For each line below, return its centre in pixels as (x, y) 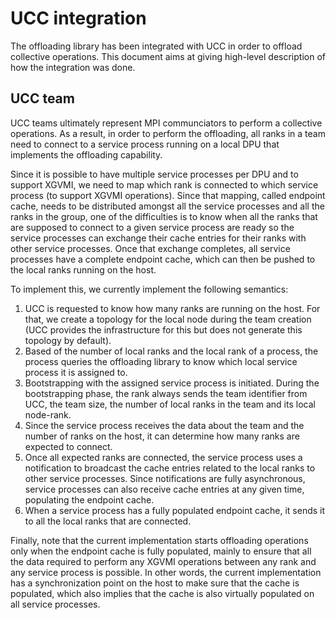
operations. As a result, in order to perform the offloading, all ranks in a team (168, 133)
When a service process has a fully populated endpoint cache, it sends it (175, 510)
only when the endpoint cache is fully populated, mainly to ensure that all (161, 551)
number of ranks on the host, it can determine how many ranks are (162, 436)
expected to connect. (68, 446)
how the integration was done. (73, 67)
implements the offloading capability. (86, 154)
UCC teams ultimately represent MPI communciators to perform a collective (166, 123)
